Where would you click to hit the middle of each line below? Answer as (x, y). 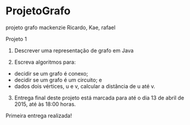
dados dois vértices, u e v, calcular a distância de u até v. (85, 86)
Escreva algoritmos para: (45, 62)
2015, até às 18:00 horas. (45, 104)
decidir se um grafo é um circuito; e (58, 80)
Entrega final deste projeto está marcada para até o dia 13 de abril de (99, 98)
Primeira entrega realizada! (39, 115)
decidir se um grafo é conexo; (51, 73)
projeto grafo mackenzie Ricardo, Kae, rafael (61, 27)
